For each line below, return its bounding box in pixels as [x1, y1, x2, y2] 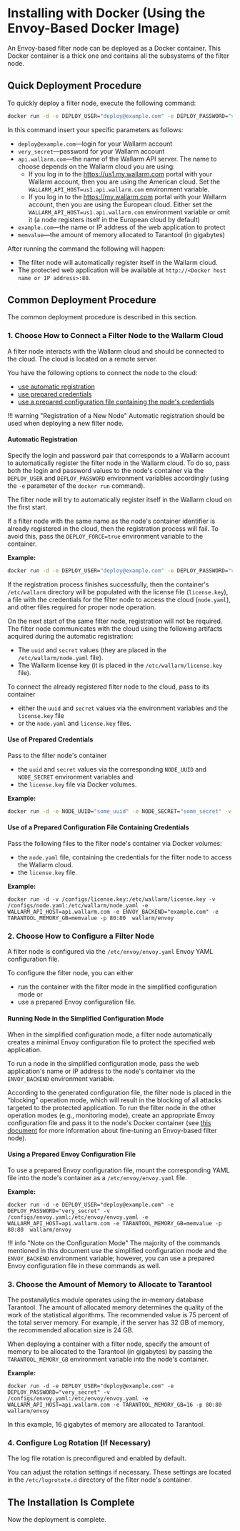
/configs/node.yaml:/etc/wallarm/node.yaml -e [7, 902, 149, 909]
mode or [17, 990, 43, 999]
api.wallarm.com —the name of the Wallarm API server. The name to [17, 154, 217, 163]
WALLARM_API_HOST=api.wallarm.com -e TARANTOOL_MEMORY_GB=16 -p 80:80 [7, 1402, 222, 1409]
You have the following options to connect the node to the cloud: [7, 368, 198, 376]
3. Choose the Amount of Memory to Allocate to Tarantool [7, 1279, 212, 1289]
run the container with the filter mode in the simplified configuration [17, 982, 217, 991]
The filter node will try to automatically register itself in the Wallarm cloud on [7, 495, 232, 504]
